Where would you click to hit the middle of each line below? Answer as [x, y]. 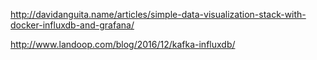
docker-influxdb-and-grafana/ [72, 25]
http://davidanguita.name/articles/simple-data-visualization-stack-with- [158, 14]
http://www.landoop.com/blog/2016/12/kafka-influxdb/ [123, 44]
